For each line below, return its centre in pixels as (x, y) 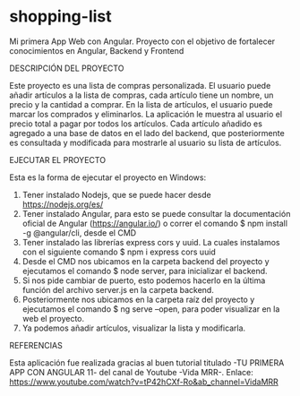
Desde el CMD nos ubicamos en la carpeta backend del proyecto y (146, 261)
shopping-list (60, 17)
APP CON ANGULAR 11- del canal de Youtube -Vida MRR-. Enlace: (131, 372)
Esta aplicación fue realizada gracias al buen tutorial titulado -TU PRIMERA (147, 362)
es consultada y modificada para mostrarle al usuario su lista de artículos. (146, 142)
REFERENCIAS (36, 345)
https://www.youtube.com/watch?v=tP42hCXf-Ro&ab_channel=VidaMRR (144, 382)
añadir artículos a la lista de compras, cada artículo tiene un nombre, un (141, 95)
